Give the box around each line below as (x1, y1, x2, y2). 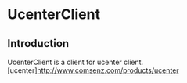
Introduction (7, 37, 70, 50)
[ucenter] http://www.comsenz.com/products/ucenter (7, 66, 179, 75)
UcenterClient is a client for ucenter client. (7, 57, 144, 67)
